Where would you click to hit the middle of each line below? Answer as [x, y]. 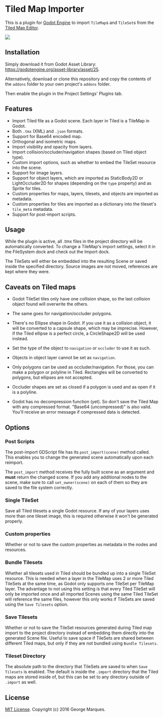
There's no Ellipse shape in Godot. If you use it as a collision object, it [81, 323]
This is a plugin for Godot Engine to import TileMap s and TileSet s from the [80, 23]
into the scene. [27, 167]
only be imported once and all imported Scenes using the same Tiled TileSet [81, 594]
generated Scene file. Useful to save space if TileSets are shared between [80, 638]
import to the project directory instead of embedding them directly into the [80, 633]
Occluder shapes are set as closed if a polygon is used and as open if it [84, 387]
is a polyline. [25, 392]
